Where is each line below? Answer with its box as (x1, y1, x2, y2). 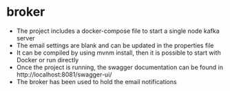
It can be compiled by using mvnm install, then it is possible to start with (16, 49, 221, 57)
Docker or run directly (16, 55, 79, 64)
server (16, 34, 35, 42)
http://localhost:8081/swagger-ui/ (16, 70, 112, 79)
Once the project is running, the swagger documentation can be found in (16, 63, 223, 71)
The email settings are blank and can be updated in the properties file (16, 41, 214, 49)
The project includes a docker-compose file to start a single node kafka (16, 27, 220, 35)
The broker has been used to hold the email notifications (16, 77, 177, 86)
